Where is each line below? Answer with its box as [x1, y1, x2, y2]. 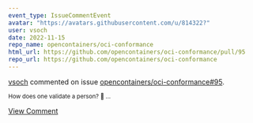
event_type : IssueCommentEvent [8, 11, 111, 20]
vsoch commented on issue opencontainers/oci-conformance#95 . [8, 76, 225, 87]
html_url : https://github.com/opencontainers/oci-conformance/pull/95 [8, 48, 246, 56]
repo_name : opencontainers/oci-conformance [8, 41, 154, 49]
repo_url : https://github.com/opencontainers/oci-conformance [8, 56, 217, 64]
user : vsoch [8, 26, 47, 34]
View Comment [8, 106, 59, 115]
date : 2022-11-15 [8, 33, 66, 42]
